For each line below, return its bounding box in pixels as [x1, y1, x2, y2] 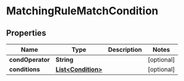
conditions [9, 66, 40, 73]
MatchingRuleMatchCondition [6, 4, 159, 18]
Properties [6, 28, 46, 38]
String [55, 55, 74, 64]
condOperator [9, 55, 50, 64]
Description [108, 46, 142, 54]
